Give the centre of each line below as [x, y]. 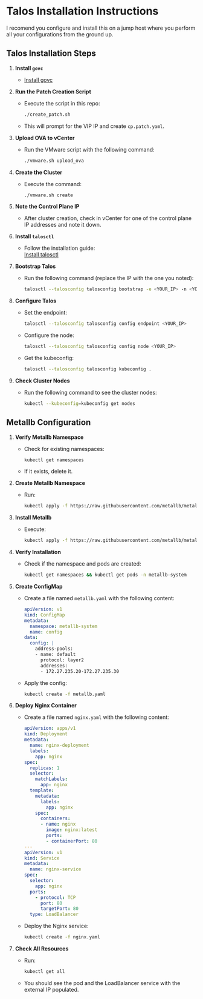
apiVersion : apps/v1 [50, 729]
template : [42, 790]
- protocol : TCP [56, 897]
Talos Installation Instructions [82, 11]
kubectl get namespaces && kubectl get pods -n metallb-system [105, 575]
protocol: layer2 [62, 660]
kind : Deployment [46, 734]
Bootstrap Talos [35, 266]
